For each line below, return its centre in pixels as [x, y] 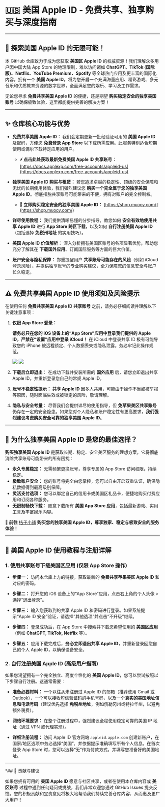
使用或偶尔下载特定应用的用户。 [44, 149]
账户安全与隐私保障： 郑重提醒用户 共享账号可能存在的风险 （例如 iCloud [85, 259]
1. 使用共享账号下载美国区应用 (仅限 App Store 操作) [66, 565]
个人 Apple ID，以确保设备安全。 [54, 650]
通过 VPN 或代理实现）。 [45, 727]
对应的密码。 [25, 583]
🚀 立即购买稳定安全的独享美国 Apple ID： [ [62, 204]
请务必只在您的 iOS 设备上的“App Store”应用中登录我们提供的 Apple [82, 333]
